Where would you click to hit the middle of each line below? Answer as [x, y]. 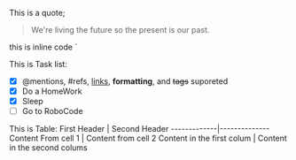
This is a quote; [37, 13]
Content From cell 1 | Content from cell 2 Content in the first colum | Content [148, 138]
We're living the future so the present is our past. [120, 30]
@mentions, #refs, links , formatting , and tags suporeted [125, 81]
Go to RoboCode [52, 111]
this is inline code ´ [43, 47]
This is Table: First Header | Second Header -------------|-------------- [140, 129]
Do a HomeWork [52, 91]
